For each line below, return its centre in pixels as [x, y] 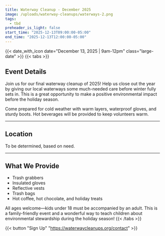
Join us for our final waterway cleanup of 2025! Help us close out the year [80, 84]
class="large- [140, 51]
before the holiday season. [32, 99]
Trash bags [24, 193]
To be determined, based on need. [40, 146]
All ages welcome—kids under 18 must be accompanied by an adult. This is [82, 208]
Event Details [26, 72]
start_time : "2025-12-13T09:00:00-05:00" [48, 32]
